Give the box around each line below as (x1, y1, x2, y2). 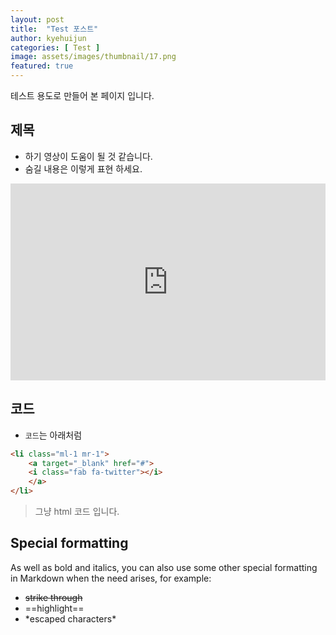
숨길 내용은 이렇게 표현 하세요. (24, 162, 143, 175)
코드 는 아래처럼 (24, 429, 83, 441)
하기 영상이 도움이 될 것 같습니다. (24, 150, 153, 162)
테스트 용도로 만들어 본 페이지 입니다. (10, 90, 155, 101)
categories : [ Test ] (10, 42, 101, 53)
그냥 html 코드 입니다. (34, 506, 120, 517)
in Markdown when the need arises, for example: (10, 572, 212, 584)
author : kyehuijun (10, 33, 87, 43)
